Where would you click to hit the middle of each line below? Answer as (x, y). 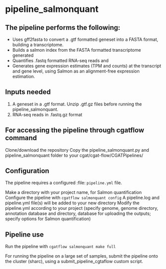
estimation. (24, 76)
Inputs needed (28, 92)
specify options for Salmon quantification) (48, 219)
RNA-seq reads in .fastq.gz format (47, 114)
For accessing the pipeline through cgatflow (75, 130)
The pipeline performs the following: (63, 28)
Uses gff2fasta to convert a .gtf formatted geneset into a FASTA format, (85, 39)
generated (23, 55)
